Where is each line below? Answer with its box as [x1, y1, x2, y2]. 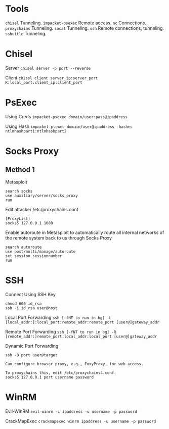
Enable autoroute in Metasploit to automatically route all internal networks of [5, 229, 164, 235]
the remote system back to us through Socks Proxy [5, 234, 112, 241]
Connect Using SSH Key [5, 291, 56, 297]
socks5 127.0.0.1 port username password [5, 374, 94, 379]
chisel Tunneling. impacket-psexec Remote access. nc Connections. [5, 20, 147, 26]
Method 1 [5, 165, 35, 174]
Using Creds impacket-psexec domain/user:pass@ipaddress [5, 113, 128, 119]
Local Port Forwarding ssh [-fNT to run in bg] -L [5, 314, 112, 320]
